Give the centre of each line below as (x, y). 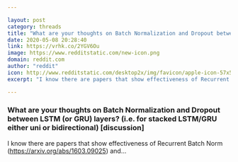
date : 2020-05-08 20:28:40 (47, 40)
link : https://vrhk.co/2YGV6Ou (53, 47)
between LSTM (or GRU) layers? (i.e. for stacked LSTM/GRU (112, 119)
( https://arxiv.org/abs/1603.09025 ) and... (67, 151)
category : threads (34, 27)
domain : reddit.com (36, 60)
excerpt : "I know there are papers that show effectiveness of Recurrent (119, 79)
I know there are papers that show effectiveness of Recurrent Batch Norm (115, 143)
